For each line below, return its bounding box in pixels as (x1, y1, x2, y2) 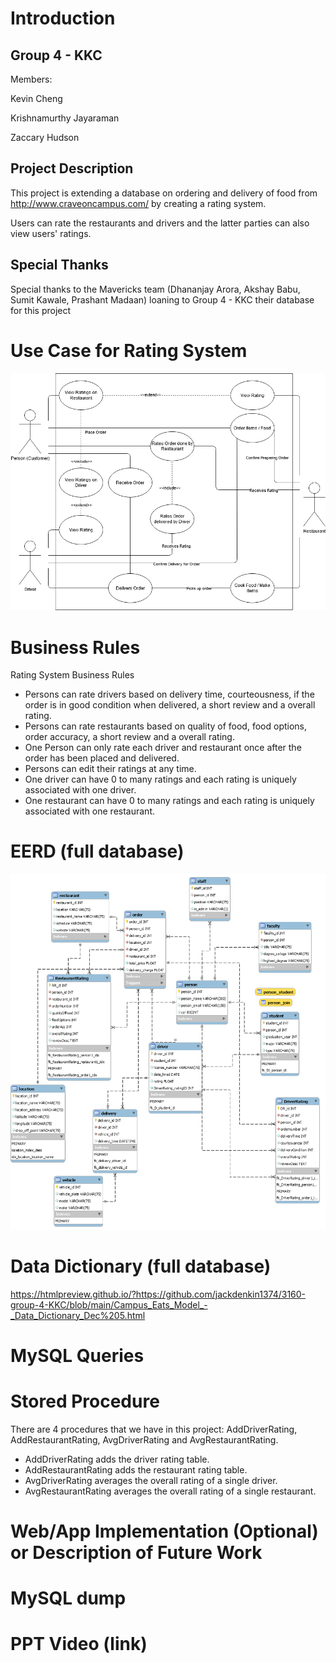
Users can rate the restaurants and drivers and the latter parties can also (10, 217, 310, 229)
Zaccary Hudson (10, 132, 80, 143)
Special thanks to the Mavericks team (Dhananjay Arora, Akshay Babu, (10, 283, 301, 295)
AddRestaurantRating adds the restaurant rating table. (24, 1463, 248, 1476)
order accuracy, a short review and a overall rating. (24, 731, 235, 743)
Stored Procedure (10, 1390, 160, 1412)
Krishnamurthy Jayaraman (10, 112, 120, 124)
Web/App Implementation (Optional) (10, 1520, 319, 1542)
